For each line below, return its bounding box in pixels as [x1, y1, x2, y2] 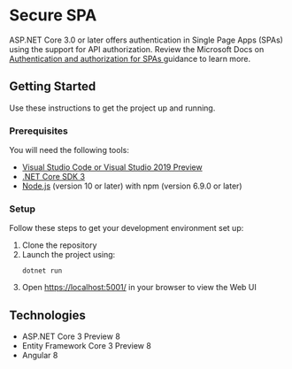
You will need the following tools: [9, 145, 130, 156]
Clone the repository [21, 240, 97, 250]
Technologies [9, 307, 87, 323]
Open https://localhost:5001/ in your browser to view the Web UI [21, 282, 257, 293]
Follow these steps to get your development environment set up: [9, 223, 244, 234]
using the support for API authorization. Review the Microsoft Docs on [9, 43, 265, 54]
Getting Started [9, 79, 96, 94]
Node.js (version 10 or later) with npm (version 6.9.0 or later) [21, 181, 242, 191]
